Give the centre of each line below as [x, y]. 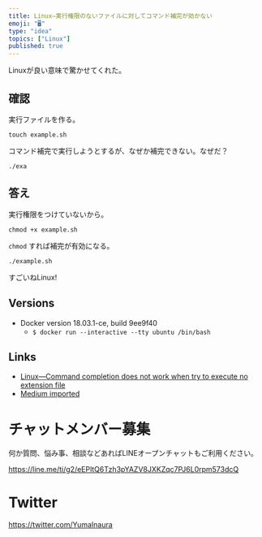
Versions [32, 303]
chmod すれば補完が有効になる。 [61, 245]
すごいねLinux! [33, 277]
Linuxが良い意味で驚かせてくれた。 [67, 71]
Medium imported [50, 394]
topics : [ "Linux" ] [39, 39]
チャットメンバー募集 [79, 429]
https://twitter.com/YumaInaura [61, 525]
